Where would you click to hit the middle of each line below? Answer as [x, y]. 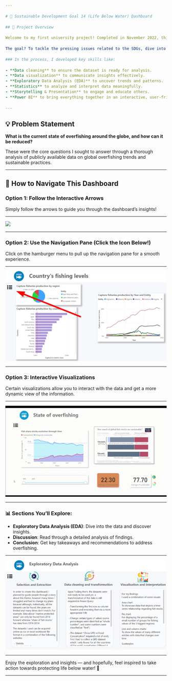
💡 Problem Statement [40, 124]
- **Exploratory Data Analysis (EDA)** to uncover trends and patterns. [84, 81]
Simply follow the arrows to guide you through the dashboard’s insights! [81, 209]
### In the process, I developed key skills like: [60, 59]
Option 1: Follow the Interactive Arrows [55, 198]
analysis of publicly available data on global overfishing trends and [76, 157]
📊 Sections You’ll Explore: [39, 513]
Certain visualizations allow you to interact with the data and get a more [81, 389]
